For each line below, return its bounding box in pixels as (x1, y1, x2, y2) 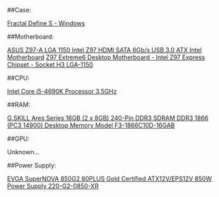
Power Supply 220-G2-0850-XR (7, 182, 99, 190)
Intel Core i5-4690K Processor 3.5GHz (7, 87, 117, 95)
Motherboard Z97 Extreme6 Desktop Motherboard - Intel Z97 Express (7, 53, 205, 61)
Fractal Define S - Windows (7, 19, 85, 27)
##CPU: (7, 74, 30, 82)
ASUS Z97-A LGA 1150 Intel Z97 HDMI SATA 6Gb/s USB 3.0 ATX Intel (7, 46, 202, 54)
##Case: (7, 6, 32, 14)
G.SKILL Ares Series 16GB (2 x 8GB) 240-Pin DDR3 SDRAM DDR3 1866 (7, 114, 209, 122)
